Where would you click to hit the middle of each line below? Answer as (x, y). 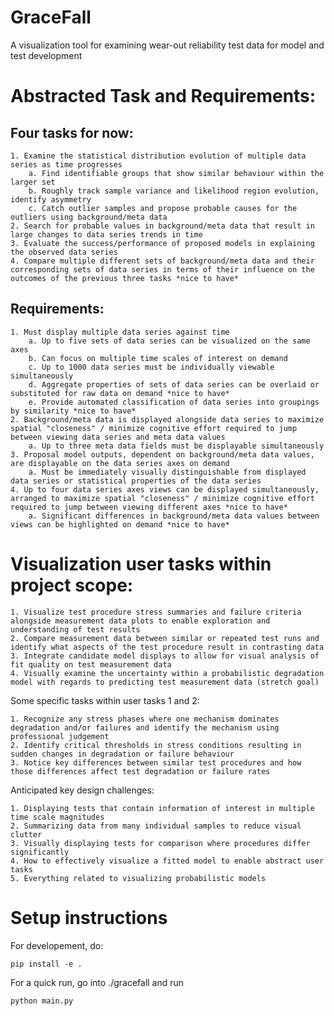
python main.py (42, 1001)
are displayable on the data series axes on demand (120, 463)
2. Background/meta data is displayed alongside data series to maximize (167, 419)
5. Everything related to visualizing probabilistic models (138, 878)
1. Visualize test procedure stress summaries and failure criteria (156, 612)
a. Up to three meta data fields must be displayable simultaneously (176, 446)
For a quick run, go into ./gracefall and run (97, 982)
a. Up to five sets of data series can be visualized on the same (169, 341)
